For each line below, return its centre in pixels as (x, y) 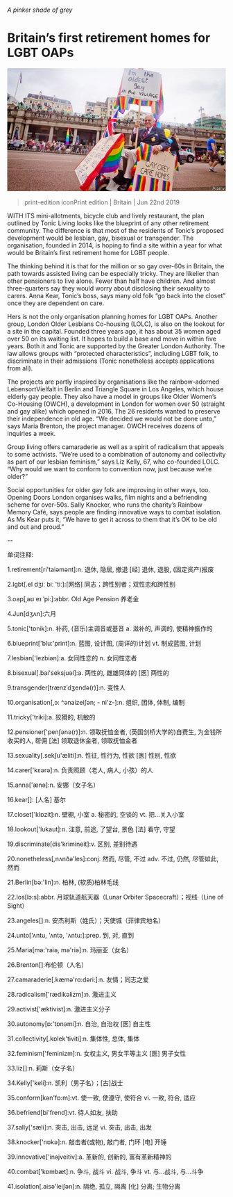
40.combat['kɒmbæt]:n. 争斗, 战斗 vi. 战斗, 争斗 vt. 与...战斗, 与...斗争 (105, 1172)
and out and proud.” (36, 527)
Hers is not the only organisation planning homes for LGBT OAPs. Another (112, 317)
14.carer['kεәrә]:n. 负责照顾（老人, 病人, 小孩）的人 (80, 770)
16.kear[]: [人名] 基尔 (37, 800)
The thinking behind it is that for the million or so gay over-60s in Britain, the (116, 266)
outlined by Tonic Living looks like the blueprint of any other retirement (108, 223)
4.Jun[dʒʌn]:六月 (32, 614)
